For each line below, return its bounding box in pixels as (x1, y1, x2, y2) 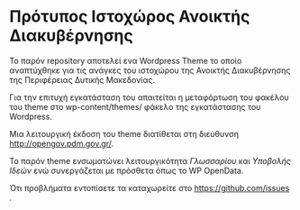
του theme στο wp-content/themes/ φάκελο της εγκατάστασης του (9, 101, 261, 112)
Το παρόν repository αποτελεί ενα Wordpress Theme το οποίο (9, 55, 242, 66)
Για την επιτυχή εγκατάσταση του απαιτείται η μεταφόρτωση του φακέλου (9, 92, 290, 103)
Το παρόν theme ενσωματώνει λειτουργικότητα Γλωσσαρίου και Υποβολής (9, 155, 291, 166)
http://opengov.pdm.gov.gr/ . (9, 138, 114, 149)
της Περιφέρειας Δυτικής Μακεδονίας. (9, 74, 156, 85)
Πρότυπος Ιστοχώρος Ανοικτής (9, 6, 250, 27)
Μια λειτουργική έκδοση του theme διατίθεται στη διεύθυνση (9, 128, 240, 139)
